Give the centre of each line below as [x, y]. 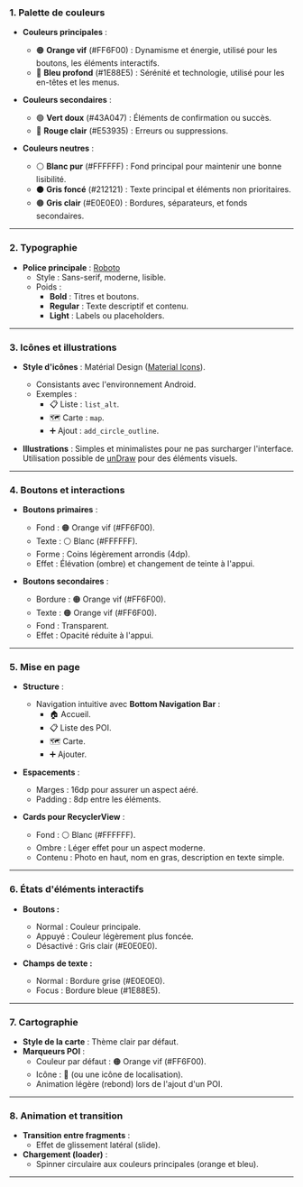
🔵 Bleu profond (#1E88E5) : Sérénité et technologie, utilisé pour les [160, 73]
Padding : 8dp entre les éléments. [98, 799]
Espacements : [51, 772]
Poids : [49, 287]
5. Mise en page [45, 667]
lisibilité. [51, 179]
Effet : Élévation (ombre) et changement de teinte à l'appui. [145, 564]
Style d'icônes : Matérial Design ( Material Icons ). [114, 366]
